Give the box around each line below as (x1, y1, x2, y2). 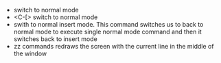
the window (13, 49, 47, 58)
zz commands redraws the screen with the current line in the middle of (13, 42, 214, 50)
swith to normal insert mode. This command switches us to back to (13, 21, 204, 28)
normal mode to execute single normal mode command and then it (13, 27, 202, 36)
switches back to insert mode (13, 35, 97, 43)
